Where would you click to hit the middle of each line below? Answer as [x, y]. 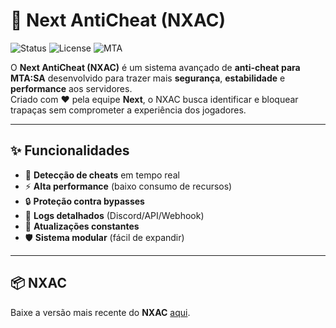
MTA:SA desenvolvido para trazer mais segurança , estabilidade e [148, 78]
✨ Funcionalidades [70, 150]
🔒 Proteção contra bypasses [84, 201]
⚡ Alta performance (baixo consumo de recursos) [128, 186]
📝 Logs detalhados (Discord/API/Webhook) [114, 215]
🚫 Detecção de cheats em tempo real [102, 175]
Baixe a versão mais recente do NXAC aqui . [100, 312]
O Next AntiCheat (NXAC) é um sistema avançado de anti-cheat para [155, 67]
